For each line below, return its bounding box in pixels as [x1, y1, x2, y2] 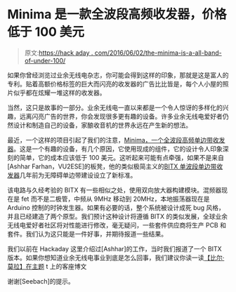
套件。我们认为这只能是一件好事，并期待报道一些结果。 [7, 230, 167, 238]
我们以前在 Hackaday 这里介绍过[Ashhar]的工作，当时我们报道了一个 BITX [7, 244, 223, 253]
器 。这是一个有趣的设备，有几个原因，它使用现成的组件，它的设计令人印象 [7, 145, 223, 153]
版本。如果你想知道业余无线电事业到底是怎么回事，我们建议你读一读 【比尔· [7, 253, 225, 262]
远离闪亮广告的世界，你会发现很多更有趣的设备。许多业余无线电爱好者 [19, 112, 223, 120]
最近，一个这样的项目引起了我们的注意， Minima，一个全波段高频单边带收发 [7, 135, 225, 144]
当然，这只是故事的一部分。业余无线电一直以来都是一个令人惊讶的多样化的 [7, 103, 223, 112]
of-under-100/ [24, 56, 66, 65]
